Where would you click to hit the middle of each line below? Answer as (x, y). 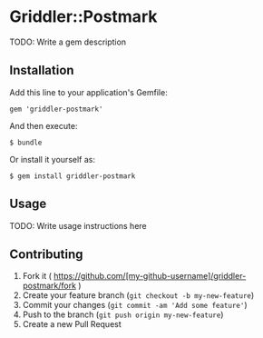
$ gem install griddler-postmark (73, 176)
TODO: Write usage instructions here (78, 225)
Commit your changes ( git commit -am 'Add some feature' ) (135, 305)
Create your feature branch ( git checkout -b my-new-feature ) (138, 295)
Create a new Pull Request (72, 324)
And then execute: (44, 125)
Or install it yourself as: (52, 159)
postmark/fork (49, 286)
